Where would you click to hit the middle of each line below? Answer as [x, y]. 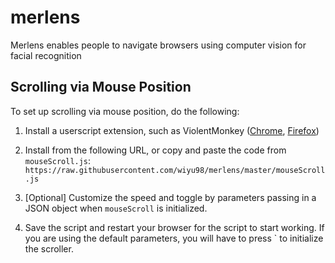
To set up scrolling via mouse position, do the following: [125, 111]
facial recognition [46, 55]
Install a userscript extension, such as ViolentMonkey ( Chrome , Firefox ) [172, 130]
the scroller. [49, 248]
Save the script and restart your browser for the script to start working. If [174, 227]
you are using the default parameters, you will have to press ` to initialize [174, 238]
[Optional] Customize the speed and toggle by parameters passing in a [170, 197]
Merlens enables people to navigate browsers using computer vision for [158, 45]
